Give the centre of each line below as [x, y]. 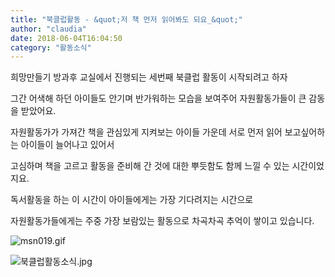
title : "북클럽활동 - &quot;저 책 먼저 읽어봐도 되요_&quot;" [126, 19]
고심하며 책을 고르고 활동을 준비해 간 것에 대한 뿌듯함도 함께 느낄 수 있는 [150, 166]
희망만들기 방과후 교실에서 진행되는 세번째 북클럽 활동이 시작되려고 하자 [149, 77]
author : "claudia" [48, 29]
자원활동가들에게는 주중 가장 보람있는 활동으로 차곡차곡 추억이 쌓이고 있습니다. [162, 221]
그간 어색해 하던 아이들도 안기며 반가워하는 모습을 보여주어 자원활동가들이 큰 [158, 98]
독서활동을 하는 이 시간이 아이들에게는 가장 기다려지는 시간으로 [132, 200]
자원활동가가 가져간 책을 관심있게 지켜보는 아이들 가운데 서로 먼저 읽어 [146, 132]
